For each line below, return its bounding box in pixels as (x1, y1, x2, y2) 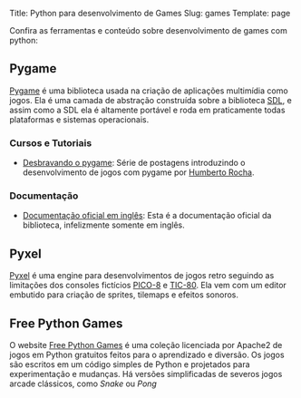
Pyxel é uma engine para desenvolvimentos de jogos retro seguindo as (9, 270, 275, 281)
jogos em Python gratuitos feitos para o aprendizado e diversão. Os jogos (9, 349, 285, 361)
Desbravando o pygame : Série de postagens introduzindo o (22, 158, 247, 169)
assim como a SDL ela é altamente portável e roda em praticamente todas (9, 104, 286, 115)
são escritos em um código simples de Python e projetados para (9, 359, 251, 370)
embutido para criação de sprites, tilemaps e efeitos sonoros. (9, 289, 238, 300)
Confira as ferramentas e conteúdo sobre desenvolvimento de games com (9, 25, 287, 35)
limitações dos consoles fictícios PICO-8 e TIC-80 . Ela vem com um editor (9, 280, 287, 291)
